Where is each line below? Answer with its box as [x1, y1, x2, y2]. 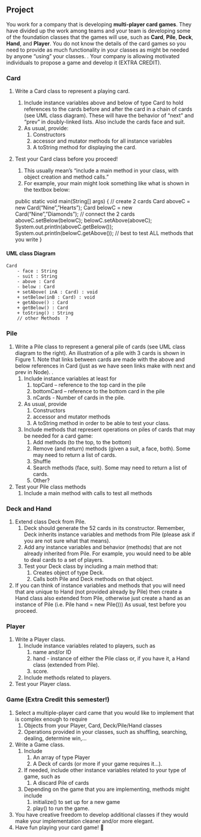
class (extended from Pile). [32, 661, 100, 669]
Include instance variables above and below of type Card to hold [23, 99, 184, 107]
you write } [14, 236, 42, 243]
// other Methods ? [17, 315, 68, 321]
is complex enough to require [14, 715, 88, 722]
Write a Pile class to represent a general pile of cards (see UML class [14, 343, 186, 350]
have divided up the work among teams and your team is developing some [6, 27, 191, 34]
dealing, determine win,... [23, 734, 87, 742]
